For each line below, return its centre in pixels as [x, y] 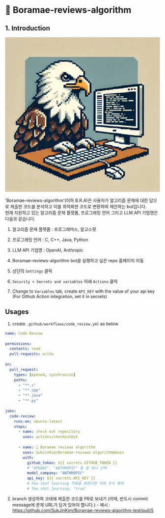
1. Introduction [27, 28]
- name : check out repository [49, 432]
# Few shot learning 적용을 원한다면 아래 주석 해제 [75, 484]
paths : [21, 380]
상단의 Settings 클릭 [32, 271]
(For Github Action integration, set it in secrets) [59, 296]
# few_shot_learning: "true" [57, 489]
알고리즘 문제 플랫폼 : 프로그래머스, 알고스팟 [54, 229]
